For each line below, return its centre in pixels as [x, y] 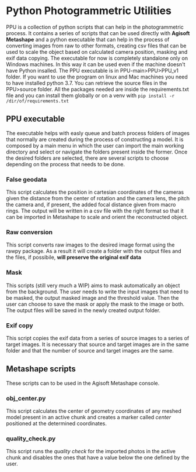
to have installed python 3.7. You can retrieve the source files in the [87, 83]
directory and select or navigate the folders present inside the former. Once [97, 152]
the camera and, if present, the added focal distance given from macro [91, 205]
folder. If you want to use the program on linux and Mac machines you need [97, 77]
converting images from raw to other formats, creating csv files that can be [96, 46]
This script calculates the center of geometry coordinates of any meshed [94, 411]
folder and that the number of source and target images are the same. [90, 350]
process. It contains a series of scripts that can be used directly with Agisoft [98, 33]
